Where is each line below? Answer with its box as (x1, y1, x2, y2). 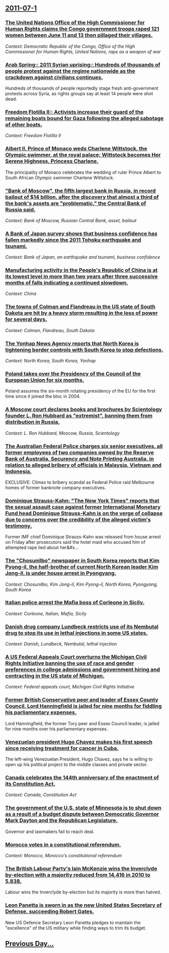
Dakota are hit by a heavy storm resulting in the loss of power (5, 309, 158, 316)
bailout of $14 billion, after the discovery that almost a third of (5, 194, 159, 201)
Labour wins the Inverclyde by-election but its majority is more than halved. (5, 889, 161, 895)
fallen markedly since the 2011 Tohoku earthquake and (5, 236, 142, 243)
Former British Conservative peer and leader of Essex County (5, 696, 158, 704)
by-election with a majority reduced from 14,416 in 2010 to (5, 871, 151, 878)
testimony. (5, 522, 32, 529)
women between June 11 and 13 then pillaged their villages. (5, 32, 153, 39)
